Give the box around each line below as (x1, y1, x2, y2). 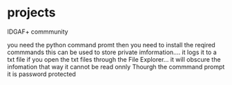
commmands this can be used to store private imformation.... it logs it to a (7, 48, 217, 56)
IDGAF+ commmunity (7, 27, 68, 36)
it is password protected (7, 70, 76, 78)
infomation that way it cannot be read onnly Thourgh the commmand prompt (7, 62, 225, 71)
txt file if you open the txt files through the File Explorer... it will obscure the (7, 55, 221, 63)
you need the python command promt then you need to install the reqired (7, 40, 215, 49)
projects (7, 5, 57, 21)
